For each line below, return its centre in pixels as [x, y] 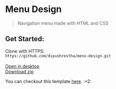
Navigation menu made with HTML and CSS [63, 23]
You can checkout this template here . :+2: [48, 81]
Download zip [19, 71]
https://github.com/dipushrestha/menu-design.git [58, 56]
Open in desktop [22, 66]
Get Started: [25, 39]
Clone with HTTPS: [25, 51]
